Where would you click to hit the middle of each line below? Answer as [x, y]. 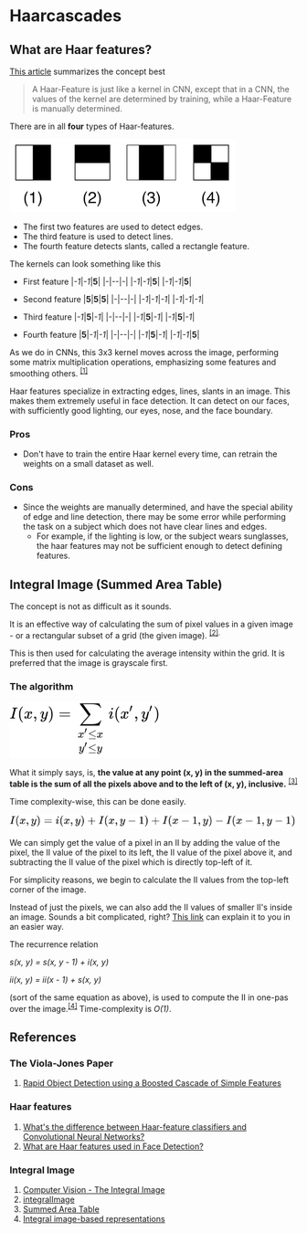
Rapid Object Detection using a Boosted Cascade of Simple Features [152, 1083]
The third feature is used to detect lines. [98, 237]
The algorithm [42, 686]
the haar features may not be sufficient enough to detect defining [159, 546]
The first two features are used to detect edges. [113, 227]
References [43, 1038]
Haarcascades [65, 16]
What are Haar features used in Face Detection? [113, 1146]
